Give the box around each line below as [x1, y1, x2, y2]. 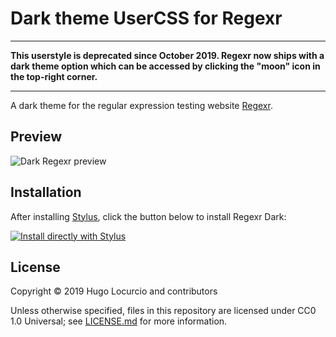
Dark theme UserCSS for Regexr [10, 7, 283, 30]
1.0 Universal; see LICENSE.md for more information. [10, 315, 228, 327]
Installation [10, 184, 82, 201]
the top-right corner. [10, 70, 98, 82]
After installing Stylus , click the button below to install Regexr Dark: [10, 210, 287, 222]
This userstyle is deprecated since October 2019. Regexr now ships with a [10, 49, 325, 61]
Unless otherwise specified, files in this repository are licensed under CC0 [10, 305, 317, 317]
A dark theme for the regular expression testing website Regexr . [10, 99, 273, 111]
